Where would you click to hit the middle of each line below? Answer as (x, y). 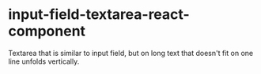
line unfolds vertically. (44, 61)
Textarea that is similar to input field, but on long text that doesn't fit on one (131, 53)
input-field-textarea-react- (99, 15)
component (47, 31)
